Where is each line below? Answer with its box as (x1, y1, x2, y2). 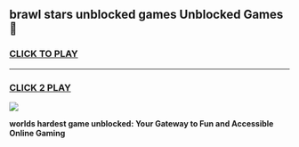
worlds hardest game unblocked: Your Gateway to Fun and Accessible (9, 118, 274, 128)
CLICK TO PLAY (9, 48, 78, 61)
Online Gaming (9, 127, 66, 138)
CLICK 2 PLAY (9, 81, 71, 94)
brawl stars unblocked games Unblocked (9, 7, 241, 22)
